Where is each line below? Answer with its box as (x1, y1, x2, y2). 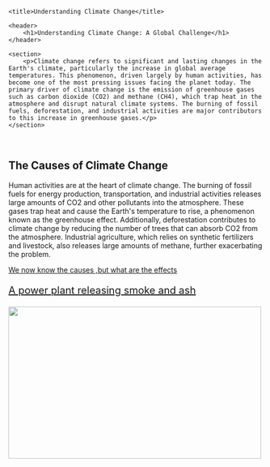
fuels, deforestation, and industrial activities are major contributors (8, 107, 263, 115)
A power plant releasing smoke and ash (8, 284, 196, 297)
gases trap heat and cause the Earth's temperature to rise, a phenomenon (8, 206, 255, 216)
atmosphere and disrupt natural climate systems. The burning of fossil (8, 100, 259, 108)
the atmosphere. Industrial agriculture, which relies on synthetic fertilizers (8, 232, 255, 242)
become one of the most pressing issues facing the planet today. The (8, 79, 251, 87)
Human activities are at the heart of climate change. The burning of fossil (8, 180, 252, 190)
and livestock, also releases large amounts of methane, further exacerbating (8, 240, 263, 251)
